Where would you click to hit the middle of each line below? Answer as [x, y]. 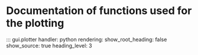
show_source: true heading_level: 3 [49, 46]
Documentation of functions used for [99, 11]
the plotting [35, 23]
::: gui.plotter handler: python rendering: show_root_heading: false [87, 39]
